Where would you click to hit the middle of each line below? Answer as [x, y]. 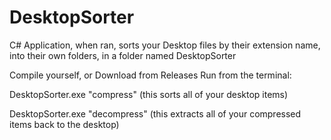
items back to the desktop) [64, 124]
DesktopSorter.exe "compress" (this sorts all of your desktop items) [149, 94]
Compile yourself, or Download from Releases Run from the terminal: [150, 75]
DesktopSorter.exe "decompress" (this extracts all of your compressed [155, 113]
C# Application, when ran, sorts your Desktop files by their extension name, [165, 45]
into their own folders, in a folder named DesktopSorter [123, 55]
